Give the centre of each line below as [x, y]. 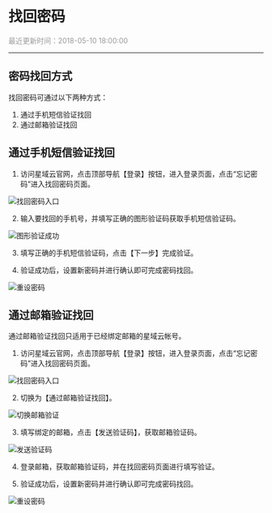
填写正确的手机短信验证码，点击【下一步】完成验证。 [109, 253]
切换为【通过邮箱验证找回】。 [68, 398]
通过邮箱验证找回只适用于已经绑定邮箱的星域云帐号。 [97, 336]
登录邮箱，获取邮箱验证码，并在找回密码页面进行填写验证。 [119, 467]
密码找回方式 [40, 77]
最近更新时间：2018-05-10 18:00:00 [68, 41]
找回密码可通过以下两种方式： [58, 97]
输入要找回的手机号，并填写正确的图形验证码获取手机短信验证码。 [130, 218]
